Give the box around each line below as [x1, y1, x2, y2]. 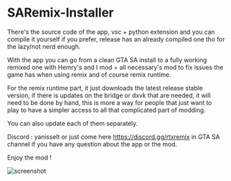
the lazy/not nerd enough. [7, 42, 81, 50]
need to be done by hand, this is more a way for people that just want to [7, 98, 212, 106]
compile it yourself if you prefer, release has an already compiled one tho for [7, 35, 225, 43]
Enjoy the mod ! [7, 153, 52, 162]
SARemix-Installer [7, 5, 114, 21]
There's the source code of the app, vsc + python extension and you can [7, 28, 216, 36]
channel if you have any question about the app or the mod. [7, 140, 178, 148]
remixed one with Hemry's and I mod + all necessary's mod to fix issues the [7, 63, 223, 71]
